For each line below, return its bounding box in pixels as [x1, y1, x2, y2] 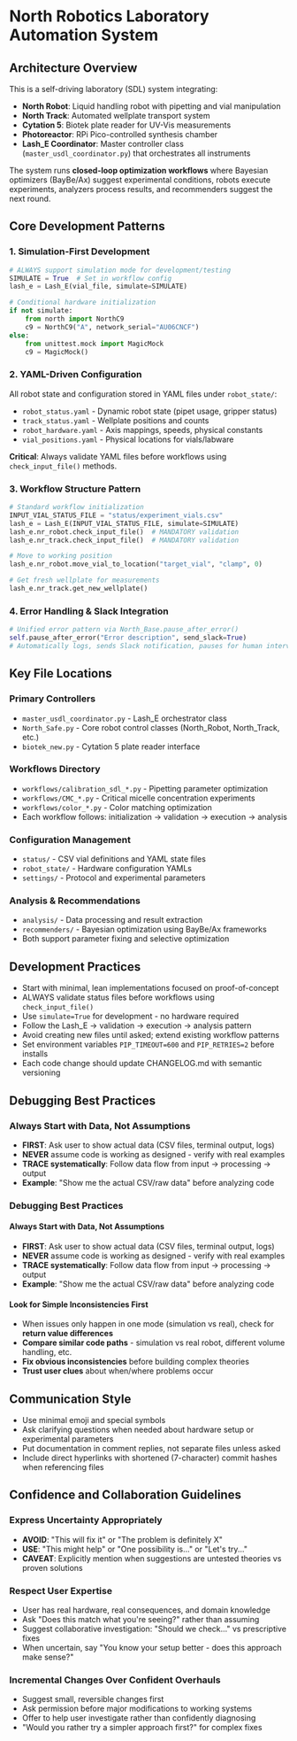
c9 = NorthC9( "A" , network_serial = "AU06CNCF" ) [25, 322, 200, 331]
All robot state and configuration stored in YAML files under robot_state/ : [9, 388, 278, 399]
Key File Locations [9, 666, 112, 681]
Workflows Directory [9, 763, 101, 776]
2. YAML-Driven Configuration [9, 368, 142, 381]
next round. [9, 193, 51, 204]
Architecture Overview [9, 60, 138, 75]
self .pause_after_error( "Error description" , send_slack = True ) [9, 633, 247, 643]
